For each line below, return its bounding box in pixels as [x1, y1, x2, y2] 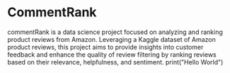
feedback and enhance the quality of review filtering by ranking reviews [7, 50, 217, 59]
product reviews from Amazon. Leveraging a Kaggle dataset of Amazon [7, 35, 216, 43]
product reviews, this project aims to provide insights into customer [7, 43, 204, 51]
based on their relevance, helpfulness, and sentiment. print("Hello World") [7, 57, 224, 66]
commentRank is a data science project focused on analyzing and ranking [7, 28, 223, 36]
